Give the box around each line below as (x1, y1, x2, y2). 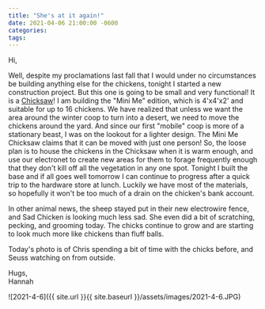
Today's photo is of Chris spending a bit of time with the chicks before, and (8, 245, 254, 254)
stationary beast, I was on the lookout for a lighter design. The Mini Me (8, 130, 239, 139)
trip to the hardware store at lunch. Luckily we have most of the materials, (8, 180, 248, 190)
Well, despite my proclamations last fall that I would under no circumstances (8, 71, 257, 80)
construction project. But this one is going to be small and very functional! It (8, 88, 256, 97)
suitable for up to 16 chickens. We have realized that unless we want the (8, 105, 244, 114)
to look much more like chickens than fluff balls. (8, 229, 165, 238)
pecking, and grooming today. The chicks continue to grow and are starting (8, 221, 254, 231)
